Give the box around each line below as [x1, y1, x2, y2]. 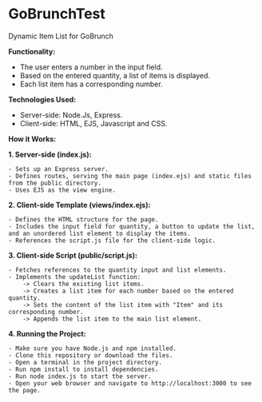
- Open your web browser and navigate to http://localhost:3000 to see [8, 379, 252, 388]
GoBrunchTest [8, 5, 106, 23]
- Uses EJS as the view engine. [8, 185, 116, 194]
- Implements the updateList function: [8, 273, 141, 281]
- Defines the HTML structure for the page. [8, 215, 159, 224]
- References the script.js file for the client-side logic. [8, 237, 216, 245]
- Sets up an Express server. [8, 165, 109, 173]
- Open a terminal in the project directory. [8, 358, 162, 366]
